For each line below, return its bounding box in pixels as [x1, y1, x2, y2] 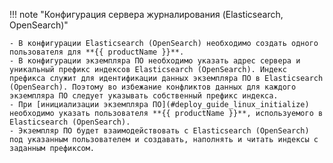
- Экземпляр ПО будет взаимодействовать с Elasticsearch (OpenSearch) [9, 126, 310, 136]
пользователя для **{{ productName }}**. [9, 47, 185, 57]
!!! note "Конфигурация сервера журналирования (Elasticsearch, [9, 9, 284, 20]
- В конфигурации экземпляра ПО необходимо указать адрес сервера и [9, 56, 301, 66]
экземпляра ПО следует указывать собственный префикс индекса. [9, 91, 279, 101]
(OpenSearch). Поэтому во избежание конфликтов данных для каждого [9, 82, 297, 92]
